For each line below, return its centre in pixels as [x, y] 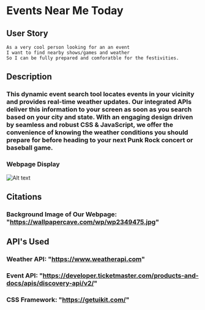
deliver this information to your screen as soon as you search [99, 110]
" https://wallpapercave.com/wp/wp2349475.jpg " [83, 222]
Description [29, 77]
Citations [24, 197]
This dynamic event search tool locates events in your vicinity [100, 94]
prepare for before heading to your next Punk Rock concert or [100, 140]
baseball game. [30, 148]
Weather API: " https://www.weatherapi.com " [76, 259]
